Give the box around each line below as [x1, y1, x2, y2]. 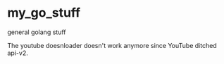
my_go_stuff [7, 5, 81, 21]
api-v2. [7, 49, 28, 57]
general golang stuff [7, 28, 66, 36]
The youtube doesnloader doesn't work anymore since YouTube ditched [7, 41, 217, 49]
